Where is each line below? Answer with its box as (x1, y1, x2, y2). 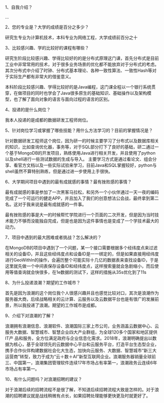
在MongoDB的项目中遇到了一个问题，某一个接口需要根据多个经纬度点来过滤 (5, 245, 158, 250)
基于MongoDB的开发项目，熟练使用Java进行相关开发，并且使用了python (9, 150, 156, 156)
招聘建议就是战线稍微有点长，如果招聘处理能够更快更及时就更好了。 (13, 393, 150, 399)
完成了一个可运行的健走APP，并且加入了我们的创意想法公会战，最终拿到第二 (5, 195, 159, 201)
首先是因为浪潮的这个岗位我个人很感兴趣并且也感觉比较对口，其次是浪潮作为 (5, 290, 159, 296)
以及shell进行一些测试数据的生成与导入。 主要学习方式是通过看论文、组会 (5, 156, 153, 162)
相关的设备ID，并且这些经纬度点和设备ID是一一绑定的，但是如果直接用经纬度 (5, 251, 159, 257)
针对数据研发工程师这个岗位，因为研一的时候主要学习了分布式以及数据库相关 (5, 138, 159, 143)
